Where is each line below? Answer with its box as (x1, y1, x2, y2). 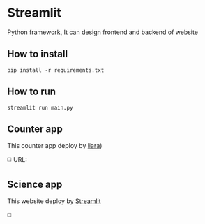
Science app (7, 178, 63, 190)
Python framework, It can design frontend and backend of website (7, 28, 199, 36)
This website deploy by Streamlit (7, 197, 101, 205)
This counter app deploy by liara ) (7, 142, 102, 150)
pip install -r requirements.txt (7, 66, 105, 74)
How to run (7, 86, 56, 98)
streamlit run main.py (7, 104, 73, 111)
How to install (7, 48, 68, 60)
